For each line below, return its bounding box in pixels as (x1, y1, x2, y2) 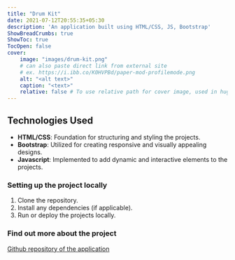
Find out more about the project (7, 228, 117, 238)
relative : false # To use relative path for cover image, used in (20, 88, 218, 95)
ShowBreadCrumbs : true (7, 29, 73, 37)
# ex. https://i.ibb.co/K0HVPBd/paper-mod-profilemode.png (20, 69, 196, 76)
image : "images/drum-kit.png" (20, 56, 108, 63)
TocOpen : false (7, 43, 52, 50)
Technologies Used (7, 114, 93, 126)
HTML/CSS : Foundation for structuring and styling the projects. (17, 132, 201, 141)
